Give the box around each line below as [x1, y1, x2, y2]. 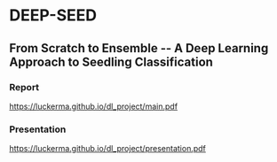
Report [9, 81, 40, 93]
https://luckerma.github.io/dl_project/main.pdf [9, 101, 178, 112]
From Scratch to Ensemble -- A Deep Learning [9, 41, 269, 56]
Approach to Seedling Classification [9, 54, 213, 69]
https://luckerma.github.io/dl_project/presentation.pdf [9, 143, 207, 154]
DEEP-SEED [9, 5, 98, 26]
